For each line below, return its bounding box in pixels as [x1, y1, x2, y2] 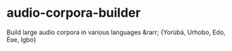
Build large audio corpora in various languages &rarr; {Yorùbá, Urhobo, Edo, [6, 28, 226, 36]
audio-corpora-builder [6, 5, 141, 21]
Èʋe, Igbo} [6, 35, 36, 43]
